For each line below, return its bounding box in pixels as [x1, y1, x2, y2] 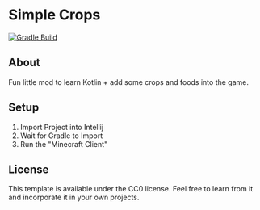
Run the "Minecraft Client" [19, 139, 108, 149]
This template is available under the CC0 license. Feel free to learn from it [8, 184, 254, 194]
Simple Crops [8, 6, 101, 24]
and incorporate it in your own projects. [8, 192, 140, 203]
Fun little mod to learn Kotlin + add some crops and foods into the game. [8, 77, 249, 86]
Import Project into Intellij [19, 122, 103, 132]
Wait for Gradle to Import [19, 131, 103, 141]
